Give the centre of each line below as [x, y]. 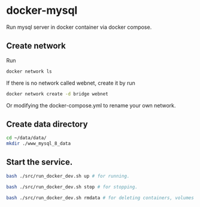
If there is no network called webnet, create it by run [71, 83]
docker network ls [29, 71]
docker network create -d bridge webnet [57, 94]
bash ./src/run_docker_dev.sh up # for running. [68, 176]
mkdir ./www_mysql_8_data [38, 144]
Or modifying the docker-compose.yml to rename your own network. [91, 105]
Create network [36, 46]
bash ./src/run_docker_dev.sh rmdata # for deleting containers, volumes [100, 198]
